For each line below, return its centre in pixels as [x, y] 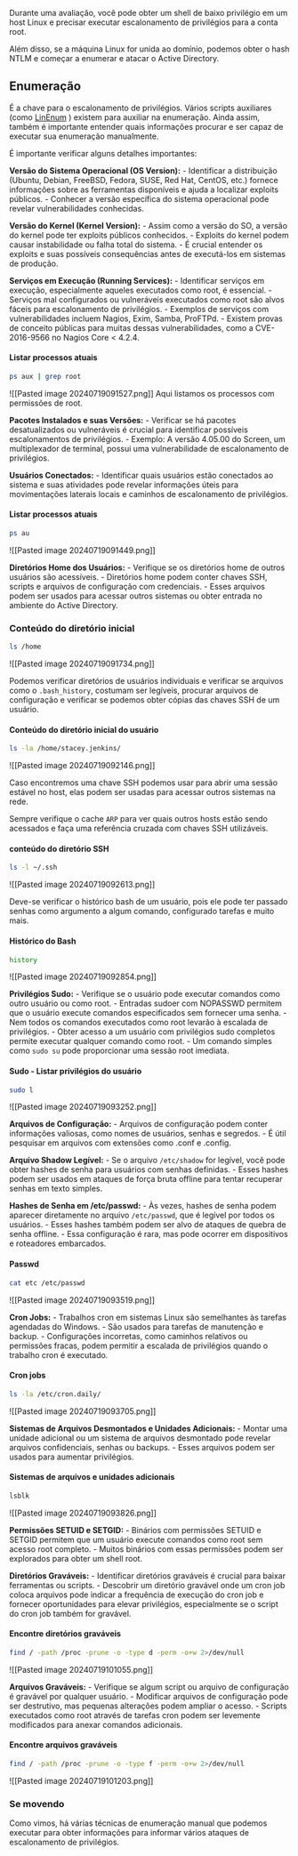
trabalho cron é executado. [59, 1354]
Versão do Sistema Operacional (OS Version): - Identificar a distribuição [143, 170]
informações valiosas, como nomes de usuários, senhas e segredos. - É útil [148, 1134]
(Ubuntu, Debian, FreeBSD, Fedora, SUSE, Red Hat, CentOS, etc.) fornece [144, 180]
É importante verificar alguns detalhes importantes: [103, 153]
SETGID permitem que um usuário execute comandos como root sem [136, 1539]
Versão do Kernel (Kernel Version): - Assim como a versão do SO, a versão [148, 225]
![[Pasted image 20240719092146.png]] [82, 766]
